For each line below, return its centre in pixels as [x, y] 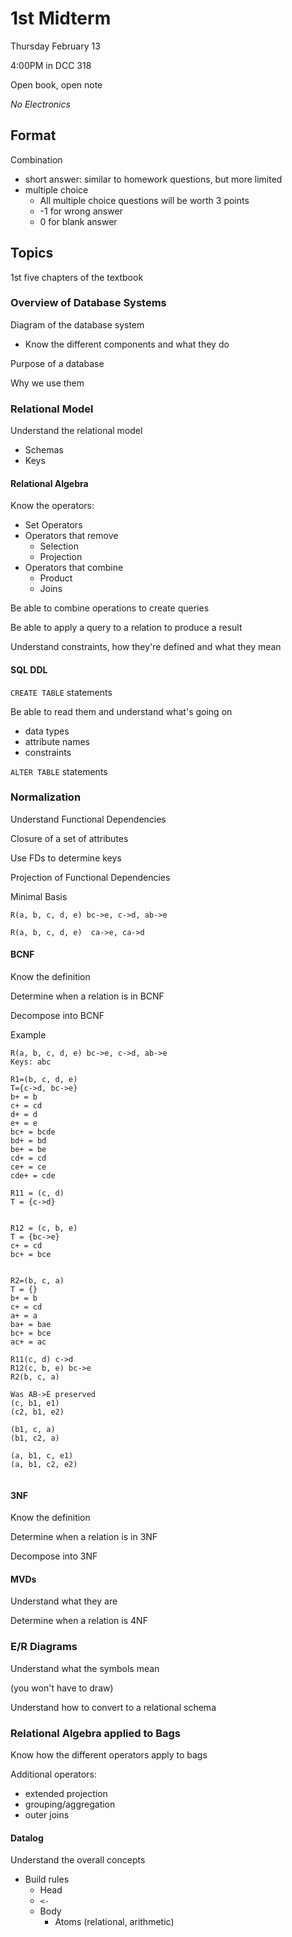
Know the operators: [52, 506]
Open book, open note [56, 84]
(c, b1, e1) [35, 1403]
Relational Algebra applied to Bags [95, 1733]
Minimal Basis [39, 896]
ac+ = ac [28, 1342]
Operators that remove [71, 536]
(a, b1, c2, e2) [44, 1465]
